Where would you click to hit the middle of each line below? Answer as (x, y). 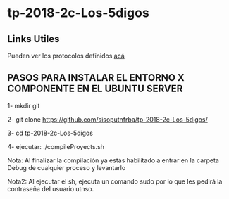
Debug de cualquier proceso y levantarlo (67, 167)
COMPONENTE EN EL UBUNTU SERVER (95, 89)
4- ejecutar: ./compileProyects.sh (56, 146)
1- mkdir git (24, 105)
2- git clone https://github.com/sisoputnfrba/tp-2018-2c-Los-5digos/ (107, 119)
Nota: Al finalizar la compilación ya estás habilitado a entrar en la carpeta (113, 160)
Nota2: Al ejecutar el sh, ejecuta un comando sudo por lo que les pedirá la (115, 181)
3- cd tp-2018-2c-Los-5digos (50, 133)
